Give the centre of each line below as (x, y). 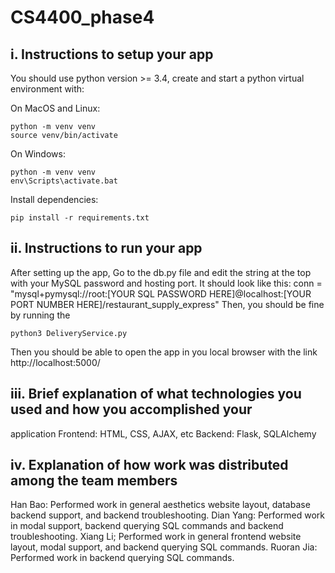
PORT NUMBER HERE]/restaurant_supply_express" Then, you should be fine (167, 304)
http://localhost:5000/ (55, 362)
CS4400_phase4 (82, 17)
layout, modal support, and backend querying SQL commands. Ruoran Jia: (164, 547)
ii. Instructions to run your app (106, 248)
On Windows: (38, 154)
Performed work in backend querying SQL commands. (122, 558)
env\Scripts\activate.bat (64, 181)
